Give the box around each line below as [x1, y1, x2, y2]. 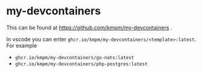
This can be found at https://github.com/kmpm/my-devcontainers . [6, 24, 172, 31]
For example [6, 42, 37, 49]
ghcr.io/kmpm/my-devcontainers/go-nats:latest [14, 54, 134, 60]
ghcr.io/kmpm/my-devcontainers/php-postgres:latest [14, 61, 148, 67]
